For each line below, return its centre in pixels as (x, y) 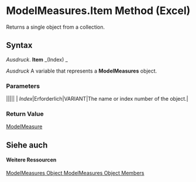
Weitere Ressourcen (31, 160)
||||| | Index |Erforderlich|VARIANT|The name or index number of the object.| (97, 99)
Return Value (25, 114)
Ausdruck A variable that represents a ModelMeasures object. (82, 71)
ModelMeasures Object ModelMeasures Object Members (75, 173)
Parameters (23, 86)
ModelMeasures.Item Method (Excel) (98, 11)
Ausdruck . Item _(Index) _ (37, 59)
